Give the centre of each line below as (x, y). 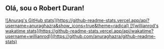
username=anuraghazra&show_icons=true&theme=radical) (67, 25)
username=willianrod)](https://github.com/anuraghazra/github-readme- (80, 36)
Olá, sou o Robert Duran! (45, 8)
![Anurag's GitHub (24, 20)
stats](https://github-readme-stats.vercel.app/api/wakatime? (90, 31)
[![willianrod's (144, 25)
